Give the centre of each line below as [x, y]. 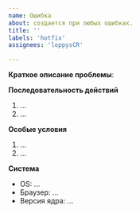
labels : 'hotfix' [37, 38]
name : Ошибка [30, 15]
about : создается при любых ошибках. [71, 23]
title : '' [25, 30]
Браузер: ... [39, 192]
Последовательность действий [64, 90]
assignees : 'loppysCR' [46, 45]
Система [24, 168]
